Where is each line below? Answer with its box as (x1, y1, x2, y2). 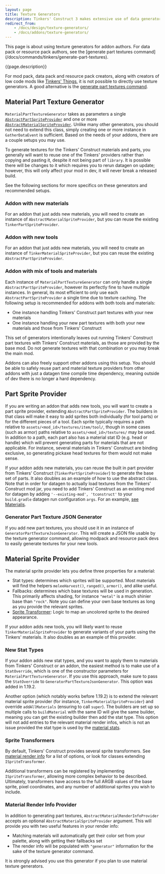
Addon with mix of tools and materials (5, 268, 97, 275)
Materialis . (5, 501, 26, 507)
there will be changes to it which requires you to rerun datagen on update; (5, 162, 155, 168)
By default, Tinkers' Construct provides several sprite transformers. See (5, 748, 151, 754)
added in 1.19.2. (5, 683, 36, 689)
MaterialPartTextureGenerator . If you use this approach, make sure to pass (5, 673, 158, 679)
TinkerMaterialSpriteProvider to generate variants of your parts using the (5, 629, 156, 635)
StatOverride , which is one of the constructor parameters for (5, 668, 129, 674)
